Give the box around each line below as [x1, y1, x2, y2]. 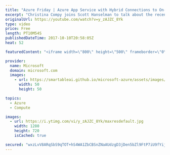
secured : [5, 142, 24, 147]
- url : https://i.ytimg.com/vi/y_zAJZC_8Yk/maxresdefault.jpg [10, 119, 144, 124]
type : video [5, 21, 30, 27]
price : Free [5, 26, 30, 31]
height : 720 [14, 128, 39, 134]
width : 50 [18, 82, 39, 87]
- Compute [10, 105, 30, 110]
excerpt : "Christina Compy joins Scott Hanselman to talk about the [5, 12, 153, 17]
